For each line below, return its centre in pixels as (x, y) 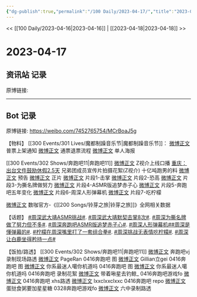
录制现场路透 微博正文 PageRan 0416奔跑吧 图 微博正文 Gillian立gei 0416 (94, 259)
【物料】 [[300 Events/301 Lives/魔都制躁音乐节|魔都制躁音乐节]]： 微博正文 (98, 144)
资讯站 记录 (26, 75)
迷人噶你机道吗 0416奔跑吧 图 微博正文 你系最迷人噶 (124, 267)
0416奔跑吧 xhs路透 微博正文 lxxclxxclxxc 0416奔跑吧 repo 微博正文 (104, 281)
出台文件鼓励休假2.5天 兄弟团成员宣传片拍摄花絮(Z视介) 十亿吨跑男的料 (92, 170)
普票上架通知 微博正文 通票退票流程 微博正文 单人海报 (71, 151)
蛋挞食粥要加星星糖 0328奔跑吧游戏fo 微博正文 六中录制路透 (79, 288)
